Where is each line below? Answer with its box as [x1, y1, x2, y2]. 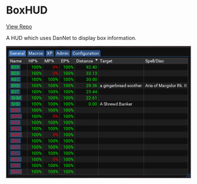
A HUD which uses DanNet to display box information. [6, 34, 137, 41]
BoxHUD [6, 4, 48, 17]
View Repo [6, 23, 32, 30]
